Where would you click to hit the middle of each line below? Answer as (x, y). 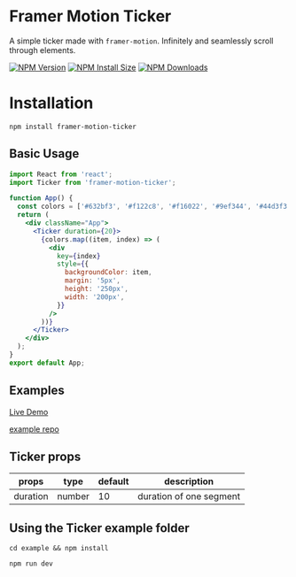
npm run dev (31, 564)
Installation (51, 103)
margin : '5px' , (93, 281)
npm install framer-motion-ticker (73, 127)
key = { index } (78, 256)
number (74, 496)
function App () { (41, 198)
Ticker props (45, 457)
